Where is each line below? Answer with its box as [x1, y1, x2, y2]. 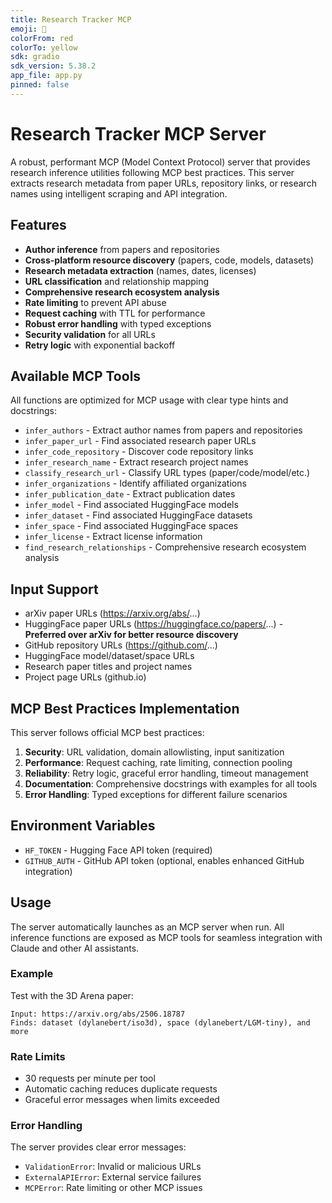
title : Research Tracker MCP [10, 14, 132, 25]
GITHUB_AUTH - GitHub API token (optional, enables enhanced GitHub [24, 854, 305, 866]
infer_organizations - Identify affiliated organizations [24, 477, 247, 490]
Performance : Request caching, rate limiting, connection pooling [24, 756, 293, 768]
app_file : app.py [10, 71, 83, 81]
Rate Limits [10, 1049, 66, 1063]
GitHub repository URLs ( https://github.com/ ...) [24, 639, 218, 651]
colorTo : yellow [10, 42, 78, 53]
